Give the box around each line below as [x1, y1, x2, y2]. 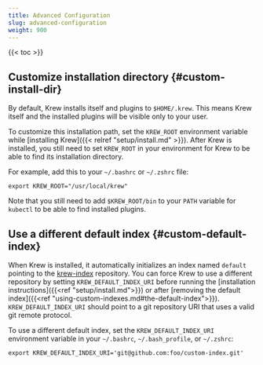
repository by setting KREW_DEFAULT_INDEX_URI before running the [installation [8, 277, 256, 287]
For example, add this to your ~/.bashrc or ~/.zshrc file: [8, 167, 189, 177]
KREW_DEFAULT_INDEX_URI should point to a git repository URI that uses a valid [8, 302, 255, 311]
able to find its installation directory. [8, 152, 124, 162]
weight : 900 [8, 26, 47, 34]
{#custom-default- [152, 227, 247, 240]
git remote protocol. [8, 311, 72, 319]
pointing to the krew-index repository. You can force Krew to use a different [8, 268, 253, 278]
